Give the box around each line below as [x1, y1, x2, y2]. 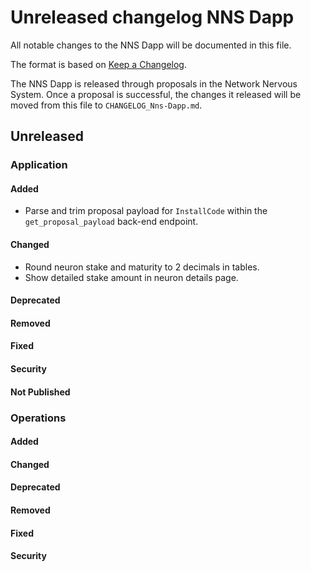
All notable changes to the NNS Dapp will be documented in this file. [10, 39, 292, 51]
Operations [10, 411, 67, 425]
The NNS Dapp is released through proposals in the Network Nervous [10, 77, 298, 90]
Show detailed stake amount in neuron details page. [24, 271, 239, 283]
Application [10, 158, 68, 172]
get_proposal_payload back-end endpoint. [24, 216, 199, 228]
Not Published [10, 386, 71, 398]
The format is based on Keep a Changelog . [10, 58, 187, 70]
